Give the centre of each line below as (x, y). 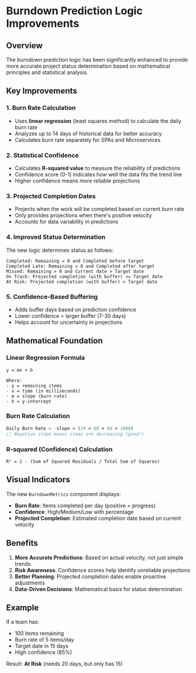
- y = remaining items (34, 386)
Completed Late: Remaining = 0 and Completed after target (81, 266)
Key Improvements (42, 91)
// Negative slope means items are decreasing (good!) (75, 434)
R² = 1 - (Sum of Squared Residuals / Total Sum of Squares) (83, 462)
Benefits (22, 543)
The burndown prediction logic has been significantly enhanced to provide (97, 60)
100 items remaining (39, 633)
